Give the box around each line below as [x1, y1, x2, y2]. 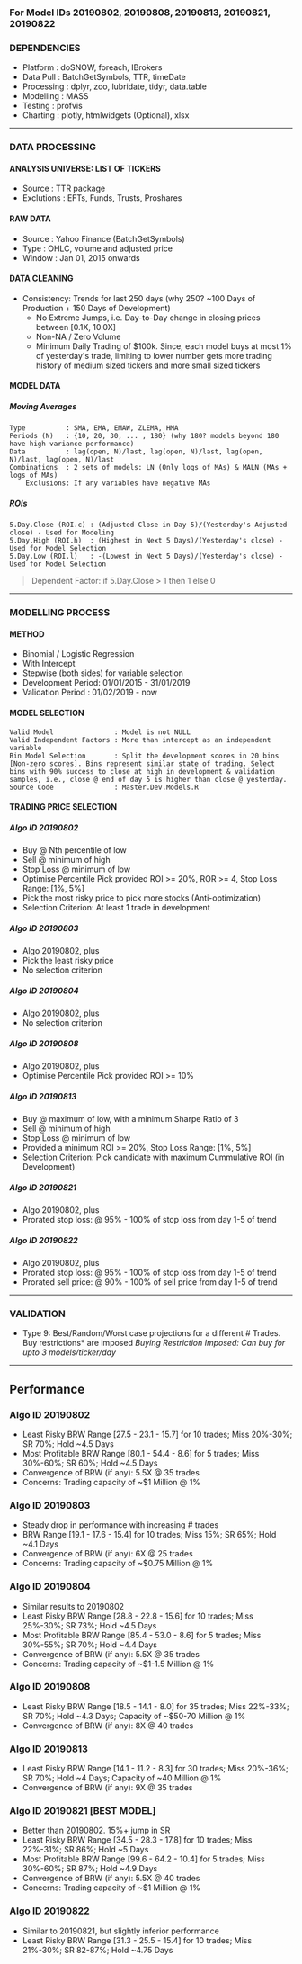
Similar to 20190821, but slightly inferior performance [22, 1925, 220, 1936]
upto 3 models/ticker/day [22, 1347, 117, 1358]
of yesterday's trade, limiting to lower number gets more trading [35, 350, 272, 361]
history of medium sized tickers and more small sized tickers [35, 360, 261, 371]
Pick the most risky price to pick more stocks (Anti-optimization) [22, 892, 262, 903]
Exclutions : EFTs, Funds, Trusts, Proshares [22, 193, 182, 203]
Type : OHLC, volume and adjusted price [22, 243, 173, 254]
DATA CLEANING [9, 273, 74, 284]
